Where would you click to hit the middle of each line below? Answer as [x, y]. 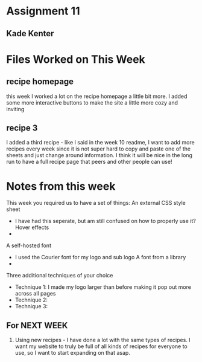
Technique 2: [31, 300]
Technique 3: [31, 306]
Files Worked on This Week [76, 59]
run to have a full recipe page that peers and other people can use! [89, 162]
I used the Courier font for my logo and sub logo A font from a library [100, 257]
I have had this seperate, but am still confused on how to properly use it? [105, 221]
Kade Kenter [30, 34]
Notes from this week [61, 186]
